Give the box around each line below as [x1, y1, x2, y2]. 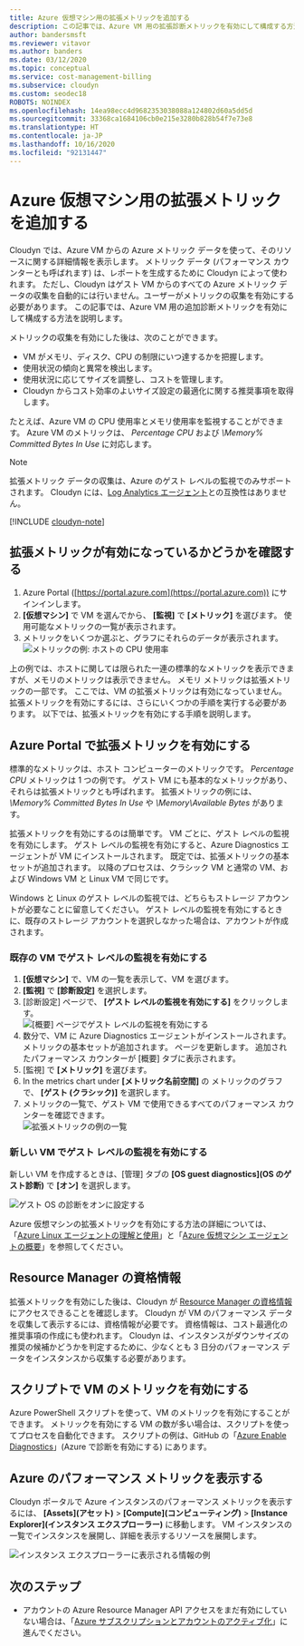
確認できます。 [53, 1110, 110, 1121]
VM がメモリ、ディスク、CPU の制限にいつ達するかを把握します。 [22, 351, 269, 362]
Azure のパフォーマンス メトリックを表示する [9, 1470, 264, 1485]
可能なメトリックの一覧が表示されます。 [30, 621, 181, 632]
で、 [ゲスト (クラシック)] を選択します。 [22, 1087, 175, 1098]
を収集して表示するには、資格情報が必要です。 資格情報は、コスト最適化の [9, 1319, 289, 1329]
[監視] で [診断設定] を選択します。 [22, 985, 152, 996]
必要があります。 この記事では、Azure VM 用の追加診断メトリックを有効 [9, 301, 280, 312]
